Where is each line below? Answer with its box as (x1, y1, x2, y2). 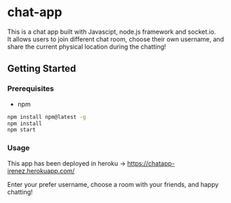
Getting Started (7, 63, 77, 74)
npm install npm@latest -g (7, 113, 86, 120)
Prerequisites (7, 84, 54, 93)
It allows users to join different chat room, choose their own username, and (7, 34, 225, 43)
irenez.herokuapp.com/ (7, 166, 75, 175)
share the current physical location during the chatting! (7, 42, 166, 51)
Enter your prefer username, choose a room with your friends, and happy (7, 180, 219, 188)
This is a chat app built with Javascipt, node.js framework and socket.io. (7, 27, 216, 36)
